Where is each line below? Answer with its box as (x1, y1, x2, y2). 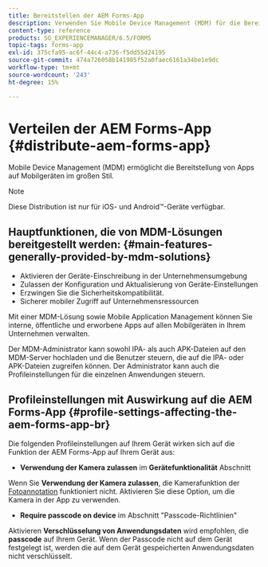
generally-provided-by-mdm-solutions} (8, 250, 211, 264)
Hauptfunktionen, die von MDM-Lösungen (8, 225, 223, 239)
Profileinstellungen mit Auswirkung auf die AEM (8, 393, 253, 406)
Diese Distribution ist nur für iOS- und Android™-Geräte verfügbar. (8, 202, 226, 212)
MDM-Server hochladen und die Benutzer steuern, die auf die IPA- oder (8, 353, 245, 362)
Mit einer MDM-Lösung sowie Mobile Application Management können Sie (8, 312, 253, 322)
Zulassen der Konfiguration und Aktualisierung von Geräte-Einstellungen (19, 280, 258, 289)
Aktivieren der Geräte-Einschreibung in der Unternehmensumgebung (19, 272, 247, 281)
